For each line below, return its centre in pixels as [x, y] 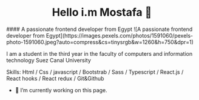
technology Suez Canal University [49, 60]
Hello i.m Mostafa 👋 [102, 12]
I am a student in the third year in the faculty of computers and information [99, 53]
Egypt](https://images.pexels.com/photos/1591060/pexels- [120, 35]
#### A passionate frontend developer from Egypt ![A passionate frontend [99, 29]
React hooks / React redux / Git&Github [55, 78]
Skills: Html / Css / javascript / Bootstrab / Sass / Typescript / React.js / [95, 72]
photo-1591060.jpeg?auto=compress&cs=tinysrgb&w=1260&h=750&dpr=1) [100, 42]
